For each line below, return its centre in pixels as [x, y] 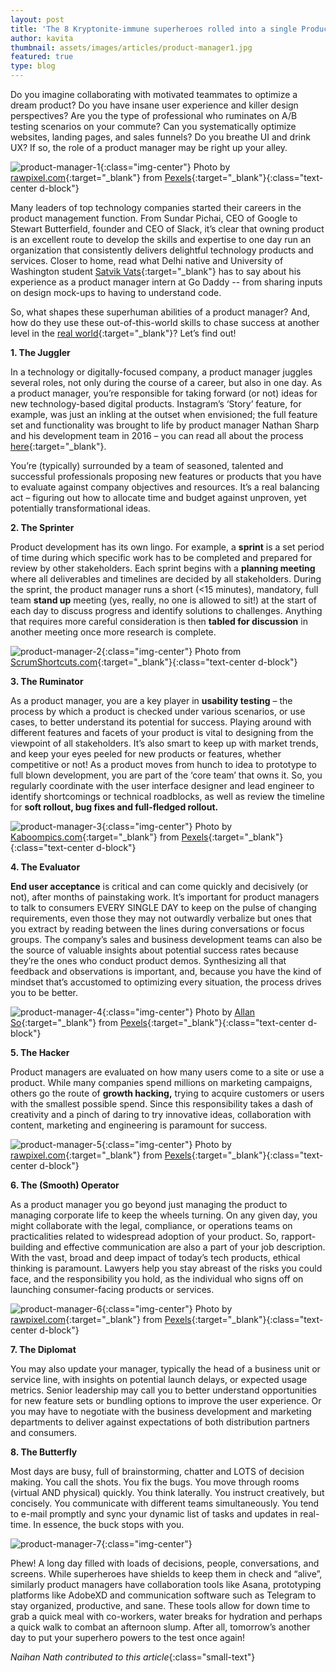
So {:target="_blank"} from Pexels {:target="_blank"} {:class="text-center [158, 1022]
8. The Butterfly [44, 1452]
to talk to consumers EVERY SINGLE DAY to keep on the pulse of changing [163, 907]
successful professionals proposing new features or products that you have [166, 476]
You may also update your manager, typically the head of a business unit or [165, 1369]
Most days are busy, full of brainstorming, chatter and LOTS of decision [157, 1471]
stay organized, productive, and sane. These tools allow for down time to [160, 1605]
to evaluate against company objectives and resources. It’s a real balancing [165, 487]
